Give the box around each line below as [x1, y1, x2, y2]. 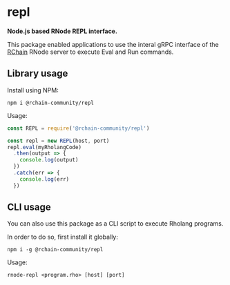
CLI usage [7, 202, 52, 213]
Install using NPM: [7, 86, 59, 94]
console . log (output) [19, 157, 79, 164]
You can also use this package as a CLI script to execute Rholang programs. [7, 219, 224, 228]
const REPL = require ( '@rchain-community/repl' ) [7, 125, 150, 132]
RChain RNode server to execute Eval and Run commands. [7, 48, 174, 56]
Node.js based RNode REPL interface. [7, 27, 117, 35]
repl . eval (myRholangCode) [7, 144, 82, 150]
